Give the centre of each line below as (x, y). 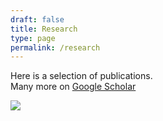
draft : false (37, 19)
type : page (33, 38)
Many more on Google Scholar (73, 87)
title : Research (44, 29)
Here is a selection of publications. (81, 76)
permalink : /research (55, 47)
